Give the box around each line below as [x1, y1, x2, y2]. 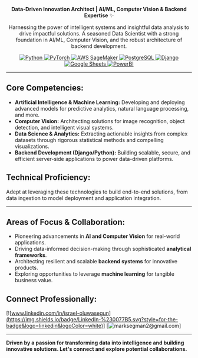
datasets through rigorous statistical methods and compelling [14, 136, 164, 143]
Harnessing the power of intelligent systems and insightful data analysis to [8, 24, 190, 31]
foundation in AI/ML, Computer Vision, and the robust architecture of [15, 36, 183, 43]
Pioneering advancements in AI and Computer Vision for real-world [14, 233, 180, 240]
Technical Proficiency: [6, 172, 91, 183]
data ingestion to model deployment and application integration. [6, 194, 161, 201]
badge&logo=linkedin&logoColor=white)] [6, 322, 105, 330]
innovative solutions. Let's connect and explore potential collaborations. [6, 346, 187, 353]
